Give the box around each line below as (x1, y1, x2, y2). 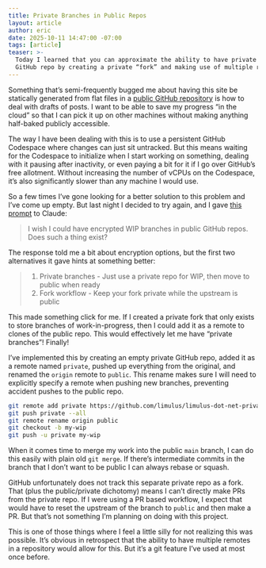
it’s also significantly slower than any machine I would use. (8, 176, 199, 186)
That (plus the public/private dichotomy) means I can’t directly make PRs (8, 486, 245, 496)
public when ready (39, 279, 101, 290)
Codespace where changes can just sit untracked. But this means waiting (8, 142, 248, 152)
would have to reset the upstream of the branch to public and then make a (8, 503, 252, 512)
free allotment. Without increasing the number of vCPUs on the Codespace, (8, 167, 256, 177)
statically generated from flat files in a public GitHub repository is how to (8, 93, 245, 103)
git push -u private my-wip (8, 432, 101, 439)
